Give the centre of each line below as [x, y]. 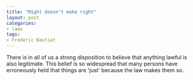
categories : [21, 23]
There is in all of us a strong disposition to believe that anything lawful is [97, 57]
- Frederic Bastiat [31, 40]
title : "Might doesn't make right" [51, 12]
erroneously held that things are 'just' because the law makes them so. [95, 70]
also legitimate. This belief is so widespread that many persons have [92, 64]
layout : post [23, 18]
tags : [13, 35]
